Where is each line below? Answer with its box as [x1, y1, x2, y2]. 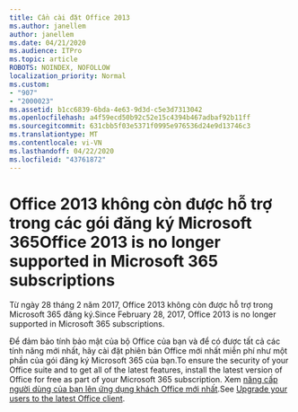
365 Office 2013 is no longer [9, 232, 222, 252]
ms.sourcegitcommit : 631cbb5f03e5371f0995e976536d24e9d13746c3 [9, 122, 251, 131]
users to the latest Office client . [9, 393, 126, 404]
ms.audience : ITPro [9, 47, 83, 56]
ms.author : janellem [9, 22, 87, 31]
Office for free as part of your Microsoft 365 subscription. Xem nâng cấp [9, 374, 278, 385]
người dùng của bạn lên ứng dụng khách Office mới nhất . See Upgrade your [9, 383, 288, 395]
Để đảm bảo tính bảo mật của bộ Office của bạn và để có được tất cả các [9, 336, 281, 346]
